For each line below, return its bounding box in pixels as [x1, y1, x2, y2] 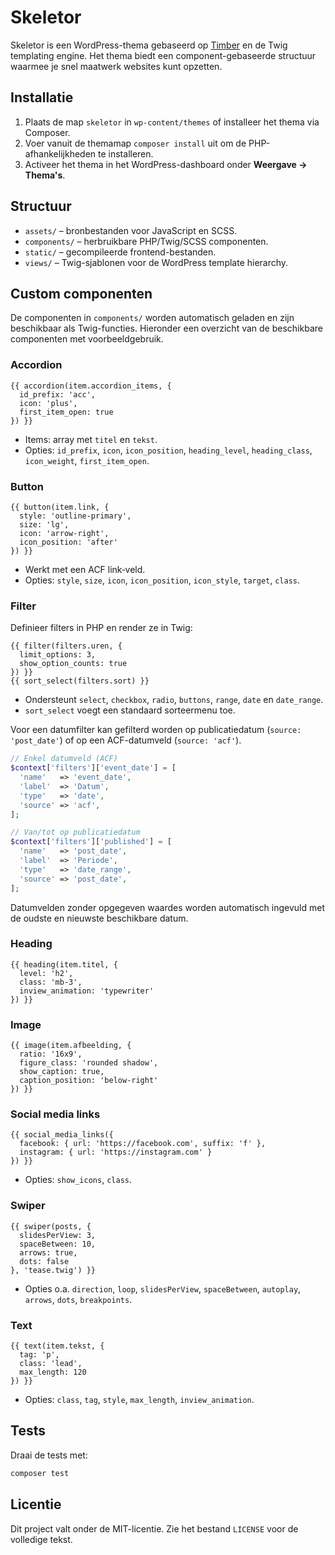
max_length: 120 [19, 1367, 87, 1377]
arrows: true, [19, 1247, 78, 1258]
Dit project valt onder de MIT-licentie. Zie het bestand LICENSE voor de [10, 1522, 299, 1535]
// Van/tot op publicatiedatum [10, 827, 141, 838]
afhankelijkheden [24, 147, 97, 160]
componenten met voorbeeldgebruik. [10, 333, 164, 345]
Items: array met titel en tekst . [24, 433, 158, 445]
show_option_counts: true [19, 659, 128, 669]
